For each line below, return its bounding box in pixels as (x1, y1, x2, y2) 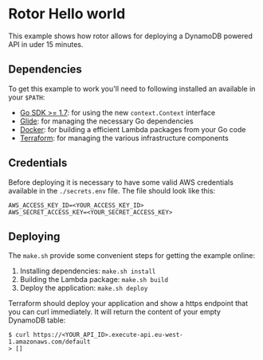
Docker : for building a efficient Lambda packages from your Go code (19, 124, 246, 134)
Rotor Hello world (8, 5, 126, 23)
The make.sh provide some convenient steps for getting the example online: (8, 251, 256, 260)
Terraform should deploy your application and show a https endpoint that (8, 299, 249, 308)
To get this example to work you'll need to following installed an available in (8, 84, 256, 93)
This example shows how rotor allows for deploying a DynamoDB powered (8, 31, 253, 41)
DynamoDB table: (8, 315, 66, 325)
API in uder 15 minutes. (8, 39, 84, 49)
